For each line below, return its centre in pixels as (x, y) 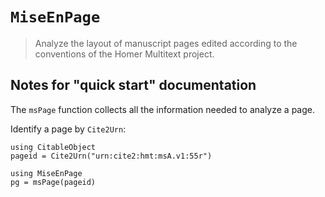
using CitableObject (53, 147)
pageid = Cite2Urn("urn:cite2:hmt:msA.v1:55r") (111, 156)
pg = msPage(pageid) (53, 182)
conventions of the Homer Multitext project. (124, 54)
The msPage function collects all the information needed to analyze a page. (162, 109)
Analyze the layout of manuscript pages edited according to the (166, 43)
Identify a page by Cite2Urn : (68, 129)
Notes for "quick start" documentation (133, 85)
